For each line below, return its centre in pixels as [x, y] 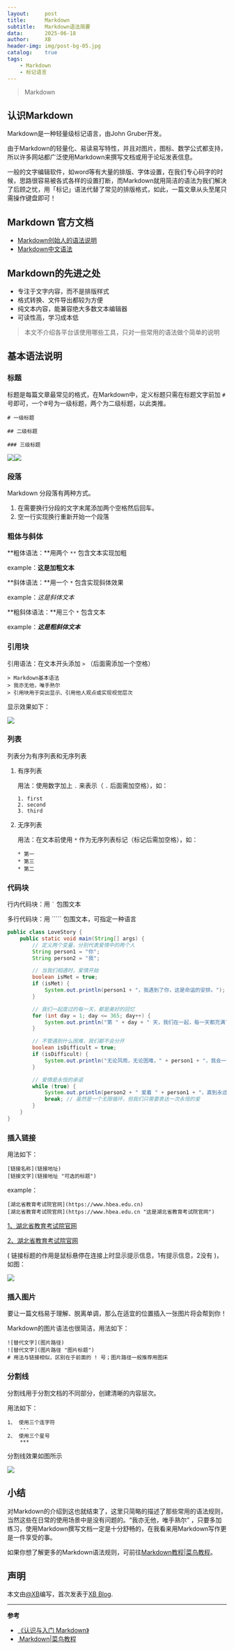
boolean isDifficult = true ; [75, 1048]
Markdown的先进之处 [54, 273]
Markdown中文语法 [45, 249]
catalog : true [32, 53]
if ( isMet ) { [51, 984]
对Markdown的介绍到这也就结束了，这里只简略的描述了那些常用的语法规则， [117, 1511]
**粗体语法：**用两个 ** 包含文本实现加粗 [67, 553]
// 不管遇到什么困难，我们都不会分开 [79, 1041]
